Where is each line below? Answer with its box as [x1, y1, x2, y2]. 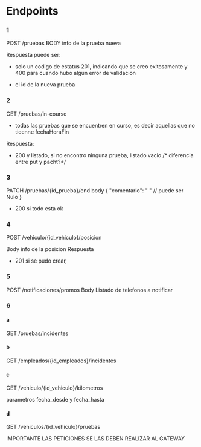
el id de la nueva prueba [14, 81, 75, 88]
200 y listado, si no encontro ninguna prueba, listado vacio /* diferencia [14, 151, 194, 158]
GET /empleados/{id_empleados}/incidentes [6, 357, 116, 364]
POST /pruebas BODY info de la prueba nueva [6, 39, 121, 47]
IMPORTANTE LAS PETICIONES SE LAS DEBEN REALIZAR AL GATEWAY [6, 435, 185, 442]
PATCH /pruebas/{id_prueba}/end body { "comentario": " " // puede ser [6, 187, 184, 194]
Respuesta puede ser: [6, 51, 61, 59]
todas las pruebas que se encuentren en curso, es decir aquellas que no [14, 122, 195, 129]
